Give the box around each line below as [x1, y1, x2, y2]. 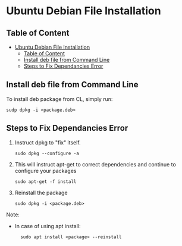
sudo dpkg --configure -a [14, 150, 79, 156]
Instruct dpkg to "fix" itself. [14, 138, 81, 146]
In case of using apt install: [14, 222, 81, 229]
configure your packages [14, 167, 77, 174]
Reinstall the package [14, 189, 68, 196]
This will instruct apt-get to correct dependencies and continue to [14, 160, 177, 168]
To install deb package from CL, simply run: [6, 95, 113, 102]
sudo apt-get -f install [14, 178, 77, 185]
